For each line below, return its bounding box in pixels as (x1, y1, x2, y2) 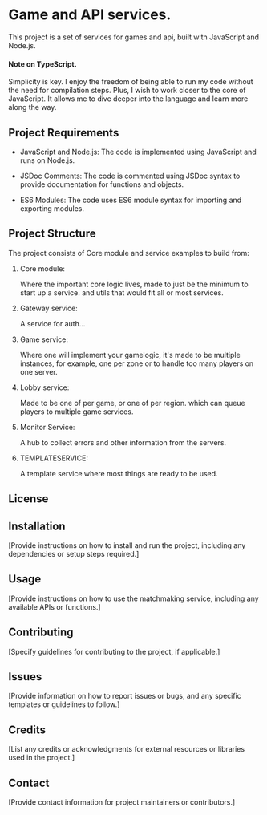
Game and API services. (8, 6, 172, 24)
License (8, 492, 49, 506)
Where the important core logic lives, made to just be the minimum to (19, 279, 249, 289)
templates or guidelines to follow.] (8, 699, 120, 709)
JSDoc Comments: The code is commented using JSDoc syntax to (19, 171, 241, 180)
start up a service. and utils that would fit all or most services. (19, 287, 225, 298)
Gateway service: (19, 303, 78, 313)
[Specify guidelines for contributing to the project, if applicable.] (8, 647, 220, 656)
